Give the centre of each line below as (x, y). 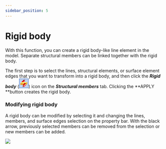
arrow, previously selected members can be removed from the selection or (82, 126)
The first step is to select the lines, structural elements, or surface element (82, 70)
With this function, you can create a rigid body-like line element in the (77, 50)
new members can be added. (36, 131)
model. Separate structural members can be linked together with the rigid (81, 55)
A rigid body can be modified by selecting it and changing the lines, (75, 115)
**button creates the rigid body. (38, 92)
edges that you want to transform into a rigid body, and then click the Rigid (83, 76)
